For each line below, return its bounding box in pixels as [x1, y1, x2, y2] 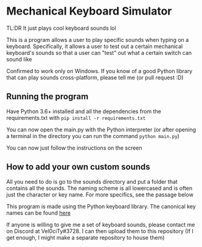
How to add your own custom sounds [6, 162, 150, 172]
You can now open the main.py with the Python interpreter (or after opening [6, 126, 197, 133]
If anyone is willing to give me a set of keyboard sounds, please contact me [6, 221, 195, 228]
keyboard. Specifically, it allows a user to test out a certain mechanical [6, 43, 183, 50]
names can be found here [6, 209, 71, 217]
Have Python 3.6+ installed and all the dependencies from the [6, 108, 161, 115]
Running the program [6, 91, 89, 102]
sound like [6, 55, 32, 63]
